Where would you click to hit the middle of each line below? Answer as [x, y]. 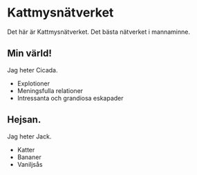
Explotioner [34, 83]
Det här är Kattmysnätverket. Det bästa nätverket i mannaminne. [98, 32]
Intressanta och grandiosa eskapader [70, 98]
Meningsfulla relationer [50, 90]
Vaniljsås [30, 164]
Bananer [29, 157]
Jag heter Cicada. [32, 70]
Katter [26, 150]
